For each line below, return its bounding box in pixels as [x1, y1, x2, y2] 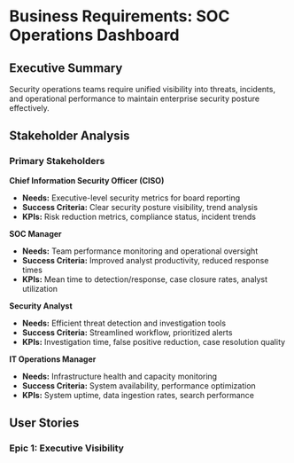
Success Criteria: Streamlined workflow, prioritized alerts [21, 326, 233, 338]
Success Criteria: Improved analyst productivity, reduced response [21, 255, 269, 265]
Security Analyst [9, 300, 73, 311]
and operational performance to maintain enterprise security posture [9, 93, 259, 104]
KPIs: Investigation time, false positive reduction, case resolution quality [21, 336, 286, 347]
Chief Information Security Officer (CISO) [9, 175, 165, 185]
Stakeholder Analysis [9, 129, 130, 144]
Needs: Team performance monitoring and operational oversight [21, 246, 259, 256]
